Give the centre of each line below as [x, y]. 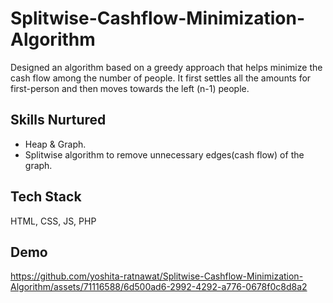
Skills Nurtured [58, 120]
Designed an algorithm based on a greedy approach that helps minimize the [166, 67]
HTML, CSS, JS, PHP [53, 221]
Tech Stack [46, 197]
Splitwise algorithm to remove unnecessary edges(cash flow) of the [164, 154]
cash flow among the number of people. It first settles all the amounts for [161, 78]
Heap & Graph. [55, 144]
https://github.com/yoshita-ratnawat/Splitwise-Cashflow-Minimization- [157, 276]
